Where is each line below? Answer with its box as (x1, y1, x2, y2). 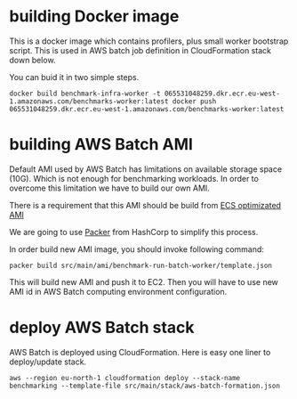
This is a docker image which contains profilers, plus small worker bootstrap (9, 36, 289, 46)
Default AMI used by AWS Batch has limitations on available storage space (9, 163, 283, 175)
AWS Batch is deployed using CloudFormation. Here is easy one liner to (9, 346, 271, 357)
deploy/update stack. (9, 356, 87, 367)
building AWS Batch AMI (9, 134, 194, 155)
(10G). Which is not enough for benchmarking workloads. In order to (9, 173, 260, 183)
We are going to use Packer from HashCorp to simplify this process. (9, 226, 259, 237)
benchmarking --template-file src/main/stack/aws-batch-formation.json (9, 381, 280, 390)
